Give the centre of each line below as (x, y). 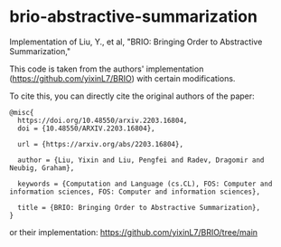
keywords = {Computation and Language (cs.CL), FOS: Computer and (145, 184)
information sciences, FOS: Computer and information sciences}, (135, 192)
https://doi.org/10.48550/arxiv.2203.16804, (103, 120)
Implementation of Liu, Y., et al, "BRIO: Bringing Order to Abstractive (136, 42)
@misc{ (22, 112)
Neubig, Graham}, (42, 168)
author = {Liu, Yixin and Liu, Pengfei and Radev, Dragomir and (141, 160)
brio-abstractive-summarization (133, 17)
